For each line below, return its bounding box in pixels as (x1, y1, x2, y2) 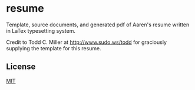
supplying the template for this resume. (6, 44, 101, 51)
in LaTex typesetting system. (6, 27, 75, 34)
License (6, 62, 36, 72)
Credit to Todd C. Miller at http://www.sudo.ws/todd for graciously (6, 39, 167, 46)
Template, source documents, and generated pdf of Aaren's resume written (6, 21, 190, 28)
